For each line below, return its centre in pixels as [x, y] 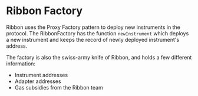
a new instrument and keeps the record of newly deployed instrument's [93, 39]
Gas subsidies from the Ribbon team [59, 87]
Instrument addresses [41, 75]
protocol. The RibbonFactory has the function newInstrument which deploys [98, 33]
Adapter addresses [38, 81]
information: [21, 64]
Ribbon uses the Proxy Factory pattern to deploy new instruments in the [93, 27]
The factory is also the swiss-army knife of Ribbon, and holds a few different [99, 57]
